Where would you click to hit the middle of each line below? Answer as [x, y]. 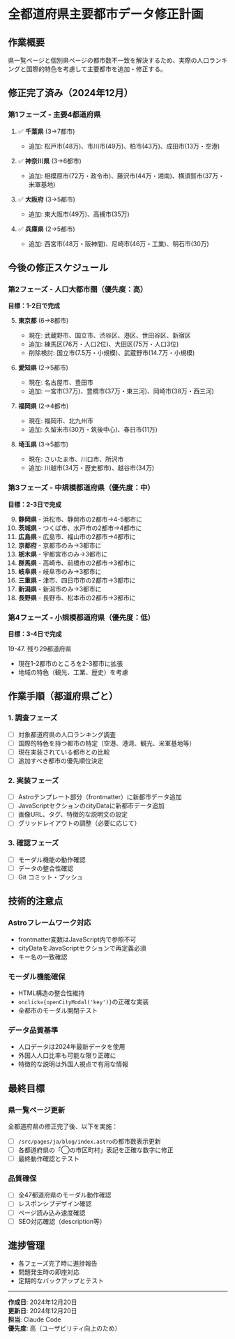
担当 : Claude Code [35, 1319]
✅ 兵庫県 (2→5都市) [46, 229]
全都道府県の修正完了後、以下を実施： [63, 1126]
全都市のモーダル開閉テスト [58, 1010]
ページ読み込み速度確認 [52, 1212]
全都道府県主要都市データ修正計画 [106, 14]
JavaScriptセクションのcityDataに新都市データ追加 [91, 805]
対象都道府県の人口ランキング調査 [67, 734]
